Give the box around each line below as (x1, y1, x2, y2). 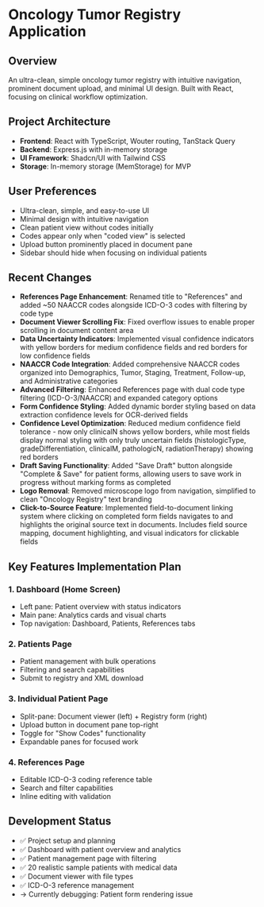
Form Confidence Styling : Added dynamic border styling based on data (19, 401, 256, 411)
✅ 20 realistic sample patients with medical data (19, 862, 178, 872)
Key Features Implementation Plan (8, 560, 182, 573)
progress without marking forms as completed (19, 478, 172, 487)
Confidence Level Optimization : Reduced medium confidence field (19, 419, 241, 428)
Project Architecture (8, 115, 111, 129)
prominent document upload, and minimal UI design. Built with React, (8, 83, 234, 93)
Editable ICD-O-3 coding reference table (19, 775, 153, 785)
